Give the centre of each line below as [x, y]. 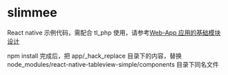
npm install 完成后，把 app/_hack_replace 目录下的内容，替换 [94, 56]
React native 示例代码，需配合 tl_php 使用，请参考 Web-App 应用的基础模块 [114, 32]
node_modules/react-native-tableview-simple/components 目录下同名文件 [113, 64]
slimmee [32, 13]
